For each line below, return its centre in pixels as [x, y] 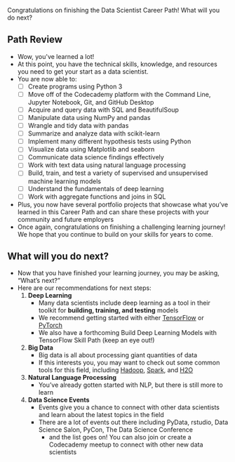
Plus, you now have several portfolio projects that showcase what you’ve [123, 204]
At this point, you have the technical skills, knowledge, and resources [117, 64]
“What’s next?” [39, 281]
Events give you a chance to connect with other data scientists [129, 407]
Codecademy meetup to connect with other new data [126, 444]
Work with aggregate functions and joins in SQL [97, 197]
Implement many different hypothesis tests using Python [109, 141]
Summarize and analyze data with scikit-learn [94, 133]
